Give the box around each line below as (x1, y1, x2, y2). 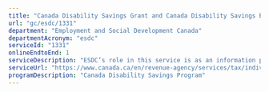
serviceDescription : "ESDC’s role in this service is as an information (8, 57, 256, 65)
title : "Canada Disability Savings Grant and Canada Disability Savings (8, 11, 256, 20)
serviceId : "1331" (8, 42, 70, 50)
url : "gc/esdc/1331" (8, 19, 78, 27)
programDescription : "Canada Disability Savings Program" (8, 71, 206, 79)
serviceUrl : (8, 64, 48, 72)
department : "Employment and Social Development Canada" (8, 26, 203, 34)
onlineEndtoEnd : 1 (8, 49, 70, 57)
